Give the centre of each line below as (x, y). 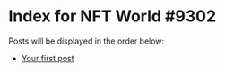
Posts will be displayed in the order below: (87, 41)
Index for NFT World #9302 (112, 16)
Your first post (48, 58)
